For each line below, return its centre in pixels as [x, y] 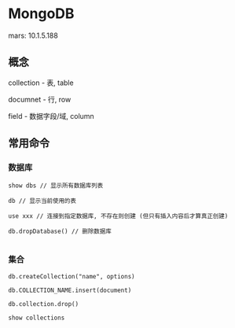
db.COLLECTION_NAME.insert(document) [70, 290]
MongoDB [41, 14]
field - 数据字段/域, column [51, 116]
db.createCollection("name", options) [72, 276]
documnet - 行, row [40, 99]
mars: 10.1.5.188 [33, 35]
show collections [37, 318]
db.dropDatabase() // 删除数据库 [60, 232]
